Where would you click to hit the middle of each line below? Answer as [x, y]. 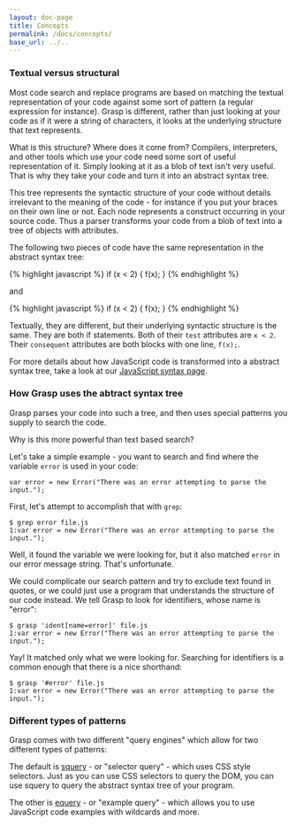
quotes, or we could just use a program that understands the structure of [142, 591]
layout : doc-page [41, 17]
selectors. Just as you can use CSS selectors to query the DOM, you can [141, 776]
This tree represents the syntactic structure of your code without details [140, 192]
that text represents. [46, 130]
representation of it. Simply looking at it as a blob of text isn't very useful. [142, 166]
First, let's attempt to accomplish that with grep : [96, 506]
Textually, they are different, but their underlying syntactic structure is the [143, 325]
